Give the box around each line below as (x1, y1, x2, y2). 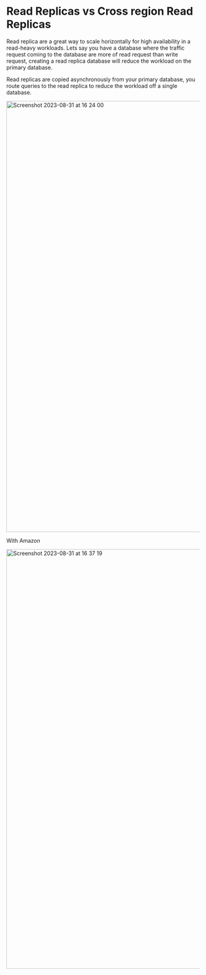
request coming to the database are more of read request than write (6, 50, 178, 58)
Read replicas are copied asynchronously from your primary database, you (6, 76, 196, 83)
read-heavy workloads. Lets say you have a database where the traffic (6, 44, 185, 52)
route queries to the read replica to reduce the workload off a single (6, 82, 178, 90)
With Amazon (6, 537, 40, 544)
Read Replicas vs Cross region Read (6, 4, 193, 18)
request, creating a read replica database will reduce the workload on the (6, 57, 192, 64)
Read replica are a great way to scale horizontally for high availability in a (6, 37, 191, 45)
